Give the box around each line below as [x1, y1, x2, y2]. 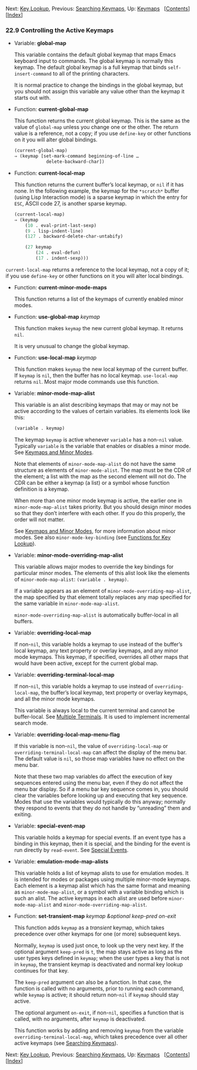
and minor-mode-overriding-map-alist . [52, 901, 147, 908]
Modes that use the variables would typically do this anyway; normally [14, 798, 186, 805]
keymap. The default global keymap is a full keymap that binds [14, 64, 167, 71]
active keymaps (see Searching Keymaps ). [14, 1039, 118, 1046]
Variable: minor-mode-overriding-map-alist [14, 551, 124, 558]
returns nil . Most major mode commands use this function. [14, 378, 159, 385]
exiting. [14, 810, 33, 818]
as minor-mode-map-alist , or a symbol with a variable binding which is [14, 888, 185, 895]
